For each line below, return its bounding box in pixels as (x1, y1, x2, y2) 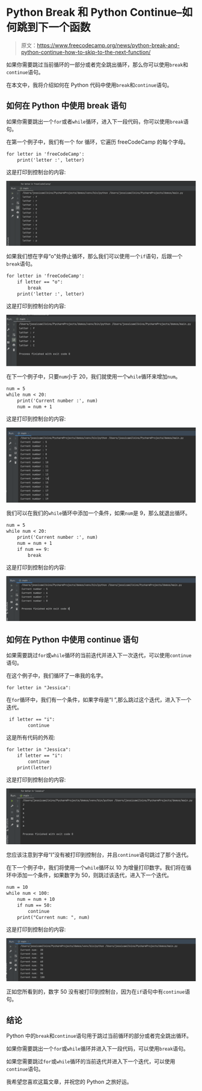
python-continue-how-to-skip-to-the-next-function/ (20, 48, 151, 56)
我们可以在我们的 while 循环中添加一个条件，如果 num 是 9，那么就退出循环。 (6, 509, 191, 517)
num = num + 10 (17, 897, 55, 903)
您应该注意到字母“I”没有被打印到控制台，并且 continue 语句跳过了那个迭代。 (6, 851, 192, 859)
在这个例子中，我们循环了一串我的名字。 (6, 672, 106, 679)
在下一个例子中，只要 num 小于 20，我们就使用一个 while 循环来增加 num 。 (6, 372, 182, 380)
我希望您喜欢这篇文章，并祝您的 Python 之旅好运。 (6, 1078, 132, 1086)
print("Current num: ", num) (17, 915, 90, 921)
